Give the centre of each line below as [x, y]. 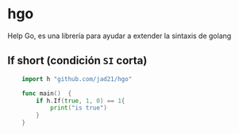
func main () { [47, 93]
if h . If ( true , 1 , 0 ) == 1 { [81, 101]
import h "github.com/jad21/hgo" [77, 79]
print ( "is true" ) [79, 108]
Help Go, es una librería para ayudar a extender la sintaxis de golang [119, 36]
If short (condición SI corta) [77, 61]
